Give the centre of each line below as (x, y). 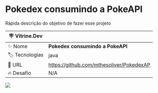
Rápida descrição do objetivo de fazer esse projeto (58, 23)
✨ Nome (18, 46)
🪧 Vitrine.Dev (25, 36)
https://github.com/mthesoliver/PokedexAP (100, 65)
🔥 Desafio (19, 73)
